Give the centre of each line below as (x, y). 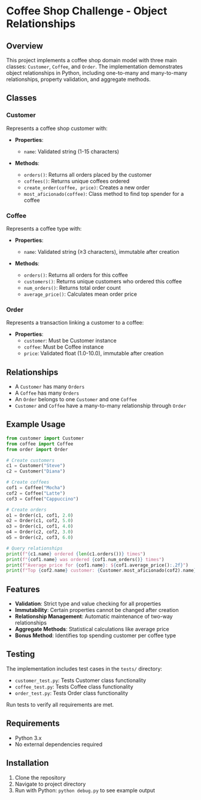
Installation (28, 763)
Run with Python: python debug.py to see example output (85, 790)
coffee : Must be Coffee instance (64, 347)
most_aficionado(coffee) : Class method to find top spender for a (104, 193)
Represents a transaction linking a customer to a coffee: (75, 323)
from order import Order (37, 449)
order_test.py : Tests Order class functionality (71, 693)
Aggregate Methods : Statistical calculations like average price (92, 629)
